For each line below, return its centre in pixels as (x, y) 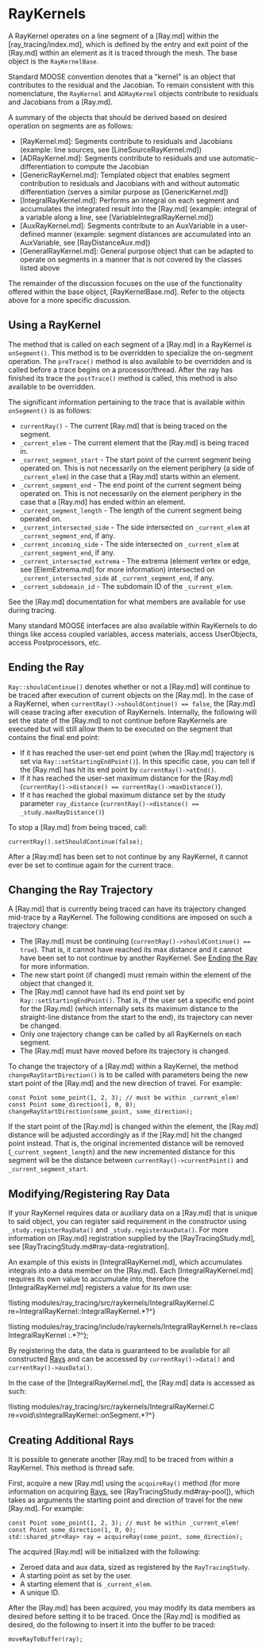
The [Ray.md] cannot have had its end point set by (102, 992)
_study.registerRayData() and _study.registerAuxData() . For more (118, 1230)
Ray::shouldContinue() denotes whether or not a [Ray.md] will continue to (129, 686)
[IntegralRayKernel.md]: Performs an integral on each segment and (129, 200)
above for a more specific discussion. (69, 300)
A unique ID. (40, 1592)
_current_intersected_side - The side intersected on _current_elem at (135, 527)
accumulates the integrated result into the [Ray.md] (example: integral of (138, 208)
